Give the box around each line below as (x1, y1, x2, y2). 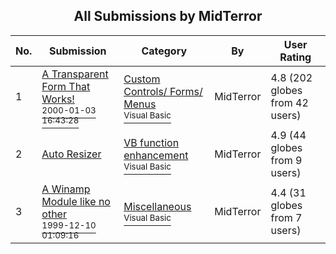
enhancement (123, 148, 189, 162)
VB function (123, 135, 180, 149)
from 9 (270, 153, 303, 167)
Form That (41, 79, 91, 93)
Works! (41, 92, 75, 106)
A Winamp (41, 182, 91, 196)
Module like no (41, 194, 111, 208)
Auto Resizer (41, 147, 102, 161)
